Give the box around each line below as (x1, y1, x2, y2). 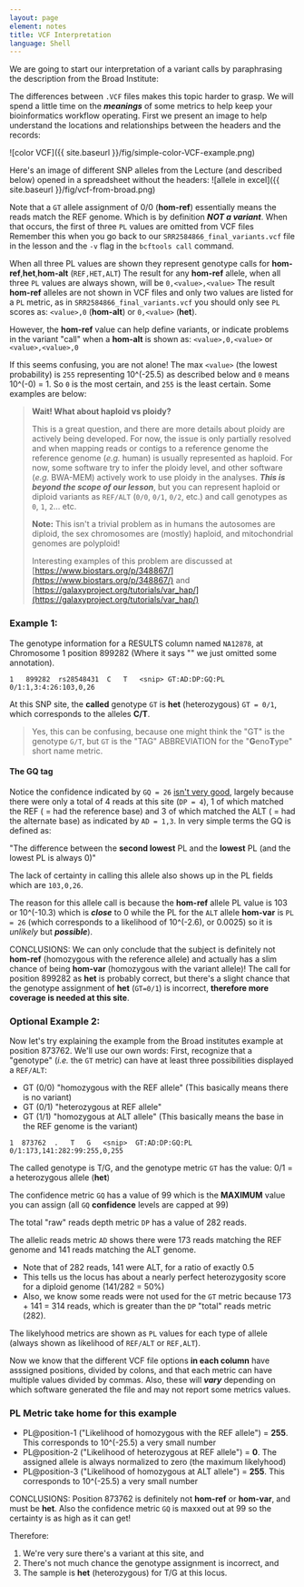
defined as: (9, 824, 52, 835)
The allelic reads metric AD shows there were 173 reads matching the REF (9, 1235, 283, 1246)
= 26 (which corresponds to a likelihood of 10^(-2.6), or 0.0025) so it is (9, 916, 273, 927)
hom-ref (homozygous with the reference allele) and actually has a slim (9, 953, 278, 965)
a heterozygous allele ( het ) (9, 1172, 111, 1183)
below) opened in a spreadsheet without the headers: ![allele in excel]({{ (9, 175, 280, 186)
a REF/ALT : (9, 1065, 47, 1076)
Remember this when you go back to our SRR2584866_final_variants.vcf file (9, 231, 295, 242)
